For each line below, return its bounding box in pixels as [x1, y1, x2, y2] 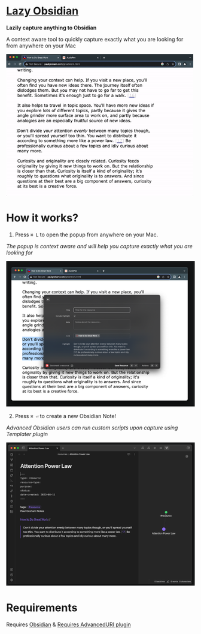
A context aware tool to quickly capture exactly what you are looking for [6, 35, 184, 43]
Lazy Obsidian [6, 4, 79, 18]
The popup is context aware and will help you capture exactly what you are [6, 243, 193, 250]
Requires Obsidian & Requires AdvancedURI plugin [6, 621, 132, 628]
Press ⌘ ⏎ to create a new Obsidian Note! [14, 413, 117, 420]
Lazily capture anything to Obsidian [6, 24, 97, 31]
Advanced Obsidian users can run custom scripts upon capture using [6, 424, 178, 431]
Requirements [6, 601, 78, 615]
